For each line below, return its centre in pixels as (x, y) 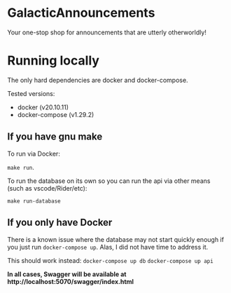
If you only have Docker (60, 223)
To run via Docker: (34, 154)
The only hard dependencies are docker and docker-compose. (98, 80)
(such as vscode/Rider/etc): (47, 188)
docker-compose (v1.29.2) (56, 114)
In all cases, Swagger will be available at (67, 274)
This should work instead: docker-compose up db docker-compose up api (110, 260)
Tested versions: (31, 93)
